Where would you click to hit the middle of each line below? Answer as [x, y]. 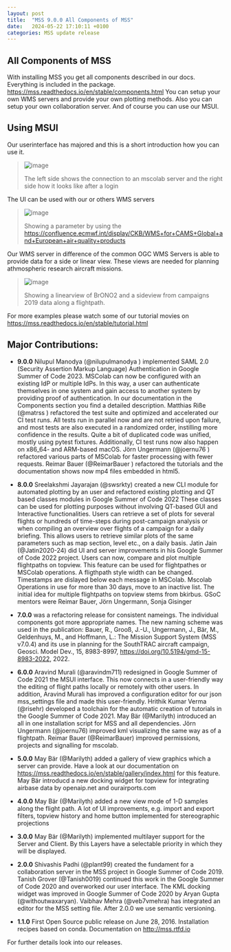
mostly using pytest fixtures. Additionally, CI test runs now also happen [118, 442]
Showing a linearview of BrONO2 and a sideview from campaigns [117, 295]
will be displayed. [42, 851]
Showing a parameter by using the [73, 226]
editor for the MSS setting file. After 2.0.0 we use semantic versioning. [117, 908]
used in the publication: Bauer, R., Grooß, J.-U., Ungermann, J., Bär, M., [118, 629]
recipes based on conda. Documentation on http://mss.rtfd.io [104, 929]
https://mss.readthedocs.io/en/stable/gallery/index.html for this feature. [119, 773]
